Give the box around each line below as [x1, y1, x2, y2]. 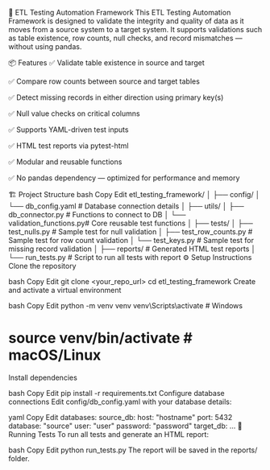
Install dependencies [8, 373, 78, 382]
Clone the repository [8, 262, 77, 270]
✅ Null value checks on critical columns [8, 109, 140, 118]
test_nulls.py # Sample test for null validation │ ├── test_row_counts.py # [8, 227, 253, 237]
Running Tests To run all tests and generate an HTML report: [8, 429, 210, 439]
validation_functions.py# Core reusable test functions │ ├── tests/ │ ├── [8, 218, 254, 228]
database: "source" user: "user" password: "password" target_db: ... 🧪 [8, 421, 243, 431]
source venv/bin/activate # [8, 329, 193, 348]
